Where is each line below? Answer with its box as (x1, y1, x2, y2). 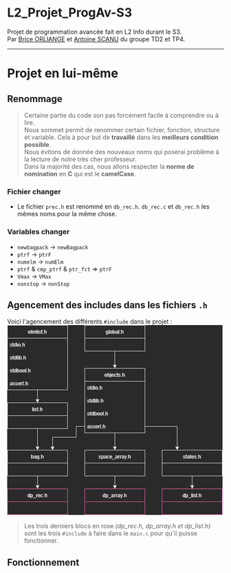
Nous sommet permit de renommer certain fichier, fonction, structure (23, 125, 220, 134)
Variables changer (7, 227, 70, 237)
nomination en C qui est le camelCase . (23, 169, 136, 178)
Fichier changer (7, 187, 61, 196)
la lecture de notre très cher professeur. (23, 155, 137, 163)
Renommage (7, 93, 63, 105)
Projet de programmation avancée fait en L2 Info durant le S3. (7, 28, 182, 36)
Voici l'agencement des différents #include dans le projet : (7, 317, 173, 326)
